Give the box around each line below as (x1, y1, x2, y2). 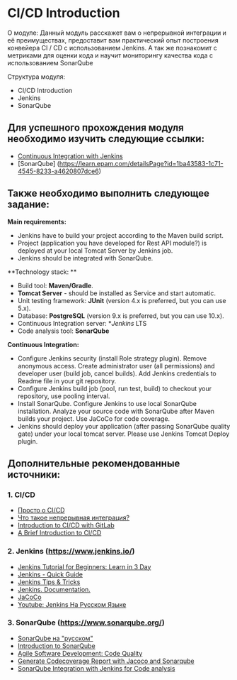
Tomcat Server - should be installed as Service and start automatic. (17, 289, 216, 297)
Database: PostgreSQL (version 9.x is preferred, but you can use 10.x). (17, 311, 224, 320)
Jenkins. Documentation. (17, 585, 91, 593)
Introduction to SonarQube (17, 641, 96, 650)
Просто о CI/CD (17, 506, 65, 515)
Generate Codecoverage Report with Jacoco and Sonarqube (17, 657, 195, 665)
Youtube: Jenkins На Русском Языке (17, 600, 127, 608)
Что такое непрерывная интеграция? (17, 513, 129, 522)
